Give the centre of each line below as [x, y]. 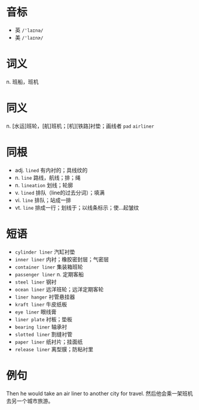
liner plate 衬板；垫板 [44, 319]
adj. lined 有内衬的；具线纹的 [51, 170]
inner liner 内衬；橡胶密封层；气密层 [62, 259]
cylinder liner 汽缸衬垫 [45, 252]
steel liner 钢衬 [36, 282]
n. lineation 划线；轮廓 [44, 185]
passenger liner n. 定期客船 [49, 274]
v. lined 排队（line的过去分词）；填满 [59, 192]
